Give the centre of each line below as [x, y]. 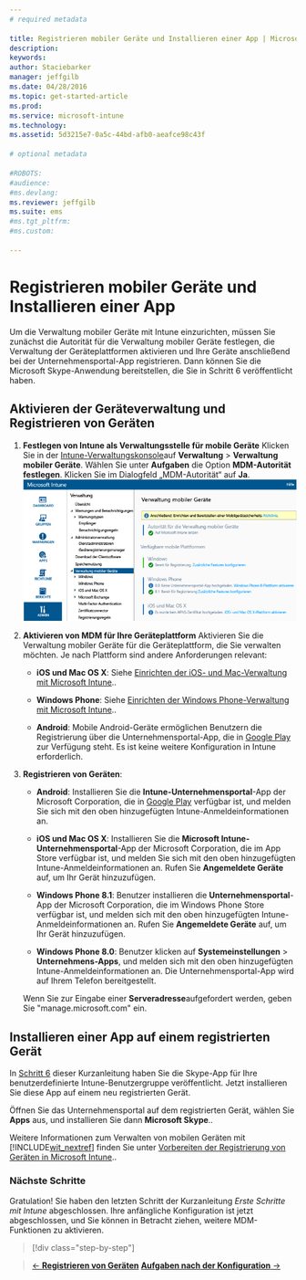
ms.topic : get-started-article [69, 96]
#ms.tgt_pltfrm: [40, 222]
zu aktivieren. [79, 1230]
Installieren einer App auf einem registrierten [140, 1037]
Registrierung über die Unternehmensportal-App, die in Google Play [163, 737]
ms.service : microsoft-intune [67, 115]
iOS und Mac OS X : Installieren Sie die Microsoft [128, 839]
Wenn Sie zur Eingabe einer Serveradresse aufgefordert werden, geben [157, 999]
